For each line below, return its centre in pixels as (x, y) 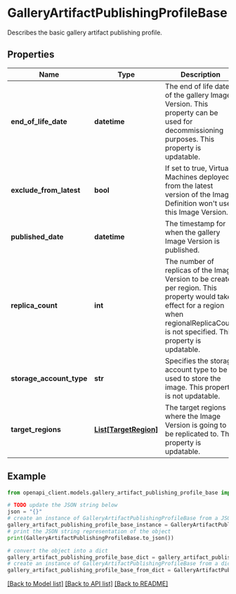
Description (201, 74)
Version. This (186, 103)
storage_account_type (49, 378)
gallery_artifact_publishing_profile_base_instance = (88, 525)
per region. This (191, 288)
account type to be (196, 369)
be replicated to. (192, 434)
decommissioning (194, 130)
